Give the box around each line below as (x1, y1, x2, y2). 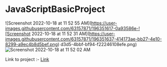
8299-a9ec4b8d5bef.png (5, 41, 58, 47)
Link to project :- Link (5, 56, 49, 62)
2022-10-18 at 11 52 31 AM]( (32, 30, 89, 36)
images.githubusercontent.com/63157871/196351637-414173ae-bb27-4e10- (5, 36, 162, 42)
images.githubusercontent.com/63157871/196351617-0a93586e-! (5, 25, 140, 31)
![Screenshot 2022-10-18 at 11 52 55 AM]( (5, 20, 92, 26)
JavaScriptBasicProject (5, 3, 105, 15)
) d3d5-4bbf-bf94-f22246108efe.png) (57, 41, 137, 47)
